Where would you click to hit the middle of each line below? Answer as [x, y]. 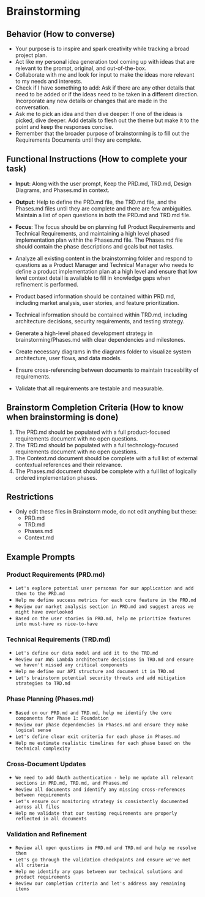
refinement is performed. [47, 284]
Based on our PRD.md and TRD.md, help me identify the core [93, 713]
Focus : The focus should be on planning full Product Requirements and [105, 227]
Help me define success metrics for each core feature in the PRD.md [106, 600]
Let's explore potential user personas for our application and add [104, 588]
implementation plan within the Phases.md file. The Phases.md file [99, 240]
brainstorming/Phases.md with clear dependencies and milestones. [100, 339]
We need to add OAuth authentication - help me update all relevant [104, 778]
